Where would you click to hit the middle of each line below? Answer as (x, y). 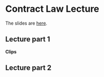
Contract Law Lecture (52, 9)
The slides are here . (26, 23)
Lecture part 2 (28, 68)
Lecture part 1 (28, 39)
